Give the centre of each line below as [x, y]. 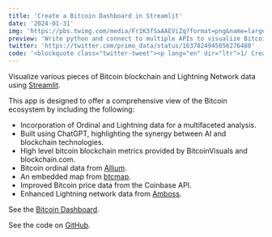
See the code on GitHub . [49, 225]
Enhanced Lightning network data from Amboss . [101, 194]
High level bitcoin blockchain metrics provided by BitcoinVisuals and [134, 151]
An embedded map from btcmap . [75, 176]
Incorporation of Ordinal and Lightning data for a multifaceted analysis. [138, 125]
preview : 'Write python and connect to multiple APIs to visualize [125, 38]
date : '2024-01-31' [41, 23]
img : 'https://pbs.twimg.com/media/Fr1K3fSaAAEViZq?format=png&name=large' [139, 31]
